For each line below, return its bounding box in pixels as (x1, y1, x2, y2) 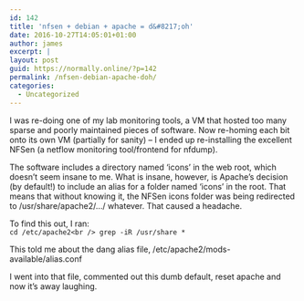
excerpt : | (9, 47, 51, 57)
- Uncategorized (17, 89, 79, 99)
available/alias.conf (9, 253, 82, 265)
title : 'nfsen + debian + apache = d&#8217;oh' (9, 22, 194, 31)
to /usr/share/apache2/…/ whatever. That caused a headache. (9, 200, 243, 211)
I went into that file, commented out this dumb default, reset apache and (9, 271, 281, 282)
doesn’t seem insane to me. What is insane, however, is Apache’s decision (9, 171, 288, 182)
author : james (9, 38, 64, 48)
